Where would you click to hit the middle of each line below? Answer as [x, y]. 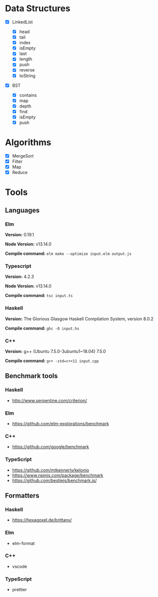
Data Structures [38, 9]
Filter [17, 161]
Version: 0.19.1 [20, 235]
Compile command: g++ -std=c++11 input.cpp [52, 361]
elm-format [23, 543]
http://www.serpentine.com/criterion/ [50, 400]
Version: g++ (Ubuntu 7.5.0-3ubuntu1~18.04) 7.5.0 [55, 351]
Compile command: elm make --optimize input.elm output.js [68, 254]
